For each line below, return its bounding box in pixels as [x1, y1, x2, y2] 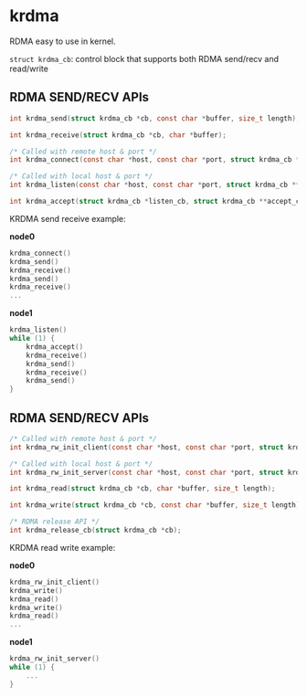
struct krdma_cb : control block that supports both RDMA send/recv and [9, 53, 280, 64]
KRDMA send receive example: [9, 213, 126, 224]
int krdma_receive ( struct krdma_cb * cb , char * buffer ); [9, 130, 227, 140]
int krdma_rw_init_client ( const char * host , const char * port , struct [9, 442, 284, 452]
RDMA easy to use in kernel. [9, 36, 116, 47]
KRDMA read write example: [9, 542, 116, 553]
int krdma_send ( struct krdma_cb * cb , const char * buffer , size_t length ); [9, 113, 301, 123]
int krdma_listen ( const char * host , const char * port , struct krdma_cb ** [9, 180, 301, 190]
